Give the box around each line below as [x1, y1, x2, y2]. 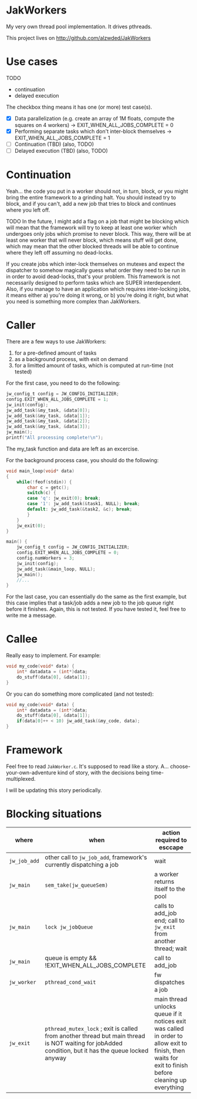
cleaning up [154, 1075, 187, 1084]
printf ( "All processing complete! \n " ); [6, 435, 104, 440]
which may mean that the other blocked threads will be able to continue [6, 243, 179, 250]
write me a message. [6, 612, 57, 619]
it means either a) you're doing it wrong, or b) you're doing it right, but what [6, 292, 189, 299]
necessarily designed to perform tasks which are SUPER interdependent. [6, 279, 182, 286]
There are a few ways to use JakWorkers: [6, 338, 107, 345]
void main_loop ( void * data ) [6, 468, 75, 474]
